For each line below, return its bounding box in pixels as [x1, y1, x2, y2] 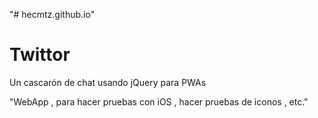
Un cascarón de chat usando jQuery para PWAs [9, 76, 207, 88]
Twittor [9, 44, 71, 66]
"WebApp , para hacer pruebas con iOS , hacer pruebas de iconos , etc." [9, 95, 309, 108]
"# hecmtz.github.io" [9, 9, 96, 20]
